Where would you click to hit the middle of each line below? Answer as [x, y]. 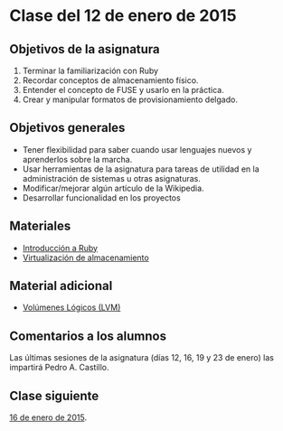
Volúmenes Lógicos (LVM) [71, 307]
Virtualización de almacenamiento [85, 258]
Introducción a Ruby [60, 248]
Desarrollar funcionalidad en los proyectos [101, 197]
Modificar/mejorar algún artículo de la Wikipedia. [113, 188]
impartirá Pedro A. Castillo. [60, 368]
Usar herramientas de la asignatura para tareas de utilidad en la [141, 169]
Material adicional [61, 286]
